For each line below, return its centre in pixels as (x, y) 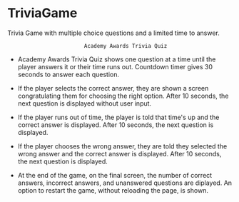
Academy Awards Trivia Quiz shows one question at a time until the (117, 59)
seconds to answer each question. (68, 74)
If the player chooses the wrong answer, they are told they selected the (122, 146)
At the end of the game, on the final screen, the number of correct (115, 175)
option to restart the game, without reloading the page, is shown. (113, 190)
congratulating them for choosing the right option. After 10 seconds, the (123, 96)
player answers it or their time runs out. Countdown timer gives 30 (115, 66)
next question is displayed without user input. (85, 103)
